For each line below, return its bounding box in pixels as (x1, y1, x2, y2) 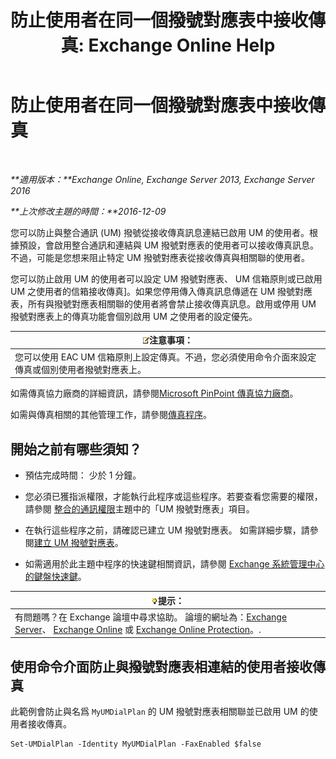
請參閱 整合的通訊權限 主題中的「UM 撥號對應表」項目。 (24, 503, 255, 515)
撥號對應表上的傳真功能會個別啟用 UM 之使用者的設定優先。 (10, 310, 258, 322)
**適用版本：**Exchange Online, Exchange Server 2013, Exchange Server (10, 173, 315, 185)
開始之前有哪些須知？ (10, 441, 142, 458)
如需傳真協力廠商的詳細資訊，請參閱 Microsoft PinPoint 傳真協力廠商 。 (10, 387, 299, 400)
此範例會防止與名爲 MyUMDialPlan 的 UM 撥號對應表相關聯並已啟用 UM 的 (10, 706, 310, 718)
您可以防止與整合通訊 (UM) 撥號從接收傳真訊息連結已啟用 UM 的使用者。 (10, 226, 310, 238)
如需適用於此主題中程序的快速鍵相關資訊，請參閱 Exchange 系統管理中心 (24, 558, 325, 570)
